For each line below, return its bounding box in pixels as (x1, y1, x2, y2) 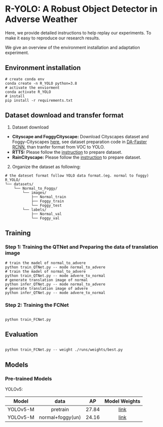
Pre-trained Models (5, 375, 52, 382)
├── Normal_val (31, 211, 62, 216)
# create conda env (5, 76, 45, 81)
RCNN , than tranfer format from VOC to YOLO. (12, 144, 105, 149)
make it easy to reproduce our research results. (5, 35, 100, 41)
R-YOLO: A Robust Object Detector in (5, 3, 158, 15)
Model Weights (104, 398, 141, 405)
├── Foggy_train (31, 199, 64, 204)
